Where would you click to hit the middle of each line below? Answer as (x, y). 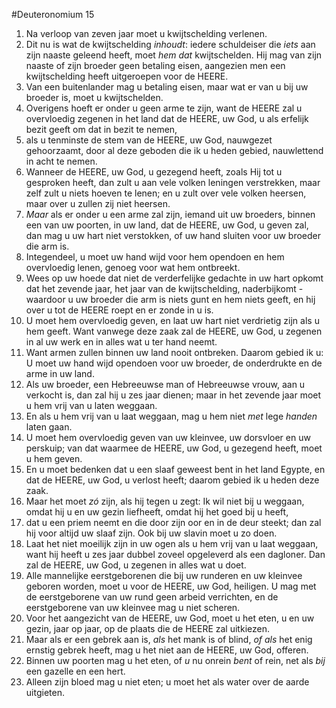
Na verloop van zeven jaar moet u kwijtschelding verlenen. (146, 33)
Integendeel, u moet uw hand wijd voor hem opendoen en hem (155, 257)
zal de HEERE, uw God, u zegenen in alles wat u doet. (136, 565)
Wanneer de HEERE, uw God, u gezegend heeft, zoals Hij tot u (154, 172)
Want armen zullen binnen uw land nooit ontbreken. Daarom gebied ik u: (174, 352)
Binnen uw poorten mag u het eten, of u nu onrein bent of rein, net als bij (175, 660)
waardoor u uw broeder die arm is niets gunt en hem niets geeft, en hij (170, 299)
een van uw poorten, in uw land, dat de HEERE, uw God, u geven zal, (167, 225)
